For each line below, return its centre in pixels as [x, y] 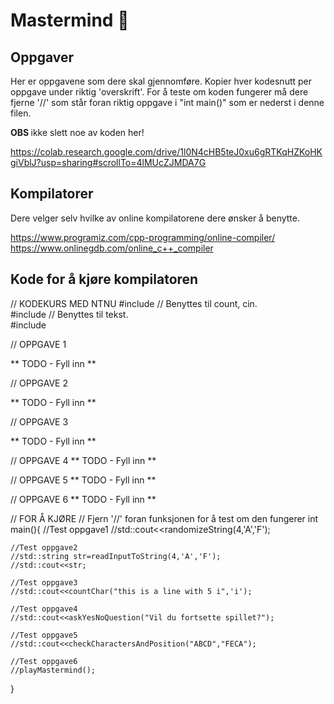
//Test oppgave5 [44, 635]
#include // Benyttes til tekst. [69, 314]
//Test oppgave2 [44, 547]
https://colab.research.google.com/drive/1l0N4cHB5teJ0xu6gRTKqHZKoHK [166, 152]
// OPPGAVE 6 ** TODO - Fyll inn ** [83, 499]
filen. [21, 113]
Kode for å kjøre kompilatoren [104, 279]
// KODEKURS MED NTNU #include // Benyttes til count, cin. [134, 303]
